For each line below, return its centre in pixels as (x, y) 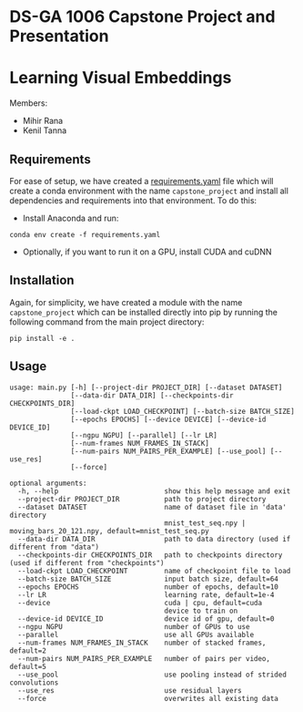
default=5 (28, 666)
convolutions (34, 682)
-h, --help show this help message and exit (154, 491)
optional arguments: (49, 483)
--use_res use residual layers (130, 690)
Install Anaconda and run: (71, 218)
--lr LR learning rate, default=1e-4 (146, 594)
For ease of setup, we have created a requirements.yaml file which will (141, 181)
